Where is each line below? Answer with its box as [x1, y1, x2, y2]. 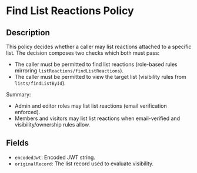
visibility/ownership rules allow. [14, 121, 91, 128]
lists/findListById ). [14, 79, 66, 86]
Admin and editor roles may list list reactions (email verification [14, 102, 167, 109]
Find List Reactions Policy [6, 4, 134, 18]
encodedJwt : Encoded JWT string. [14, 154, 96, 161]
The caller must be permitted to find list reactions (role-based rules [14, 61, 178, 68]
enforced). [14, 109, 41, 115]
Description [6, 28, 50, 38]
